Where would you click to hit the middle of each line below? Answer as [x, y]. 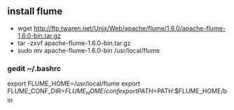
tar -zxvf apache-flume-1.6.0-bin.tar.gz [74, 43]
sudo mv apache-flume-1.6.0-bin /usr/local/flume [89, 50]
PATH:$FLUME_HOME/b [192, 91]
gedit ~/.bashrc [34, 68]
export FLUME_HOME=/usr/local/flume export [74, 84]
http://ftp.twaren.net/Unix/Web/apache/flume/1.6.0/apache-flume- [130, 28]
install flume [35, 11]
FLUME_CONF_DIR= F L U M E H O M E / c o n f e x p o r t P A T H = [82, 92]
